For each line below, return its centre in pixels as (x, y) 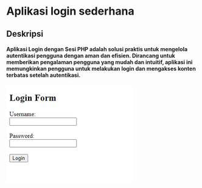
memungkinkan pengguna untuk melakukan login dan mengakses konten (101, 69)
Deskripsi (25, 34)
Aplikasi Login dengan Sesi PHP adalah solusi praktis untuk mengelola (97, 49)
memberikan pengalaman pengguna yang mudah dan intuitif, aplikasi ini (99, 62)
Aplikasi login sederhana (71, 11)
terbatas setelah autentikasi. (44, 75)
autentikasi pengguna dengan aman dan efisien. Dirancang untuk (91, 56)
